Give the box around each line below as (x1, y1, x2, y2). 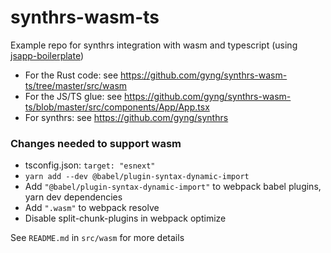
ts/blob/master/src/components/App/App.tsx (24, 101, 210, 113)
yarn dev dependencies (24, 191, 123, 203)
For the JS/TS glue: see (24, 90, 123, 102)
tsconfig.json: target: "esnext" (24, 159, 156, 171)
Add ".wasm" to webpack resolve (24, 202, 160, 214)
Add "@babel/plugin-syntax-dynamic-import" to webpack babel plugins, (24, 181, 322, 193)
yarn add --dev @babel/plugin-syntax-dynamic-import (24, 172, 250, 182)
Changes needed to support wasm (10, 136, 182, 150)
